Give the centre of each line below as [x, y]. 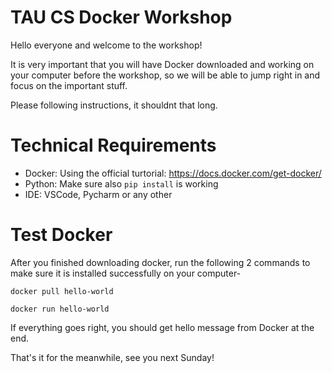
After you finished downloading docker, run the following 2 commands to [160, 262]
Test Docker [61, 235]
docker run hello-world [60, 309]
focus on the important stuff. [69, 85]
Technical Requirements [113, 145]
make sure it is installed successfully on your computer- [126, 273]
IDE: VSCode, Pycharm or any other [98, 194]
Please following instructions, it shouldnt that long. [114, 105]
